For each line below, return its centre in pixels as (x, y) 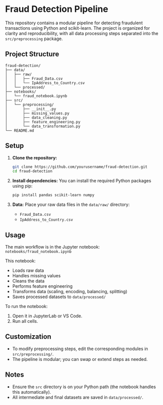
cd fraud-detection (32, 171)
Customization (28, 337)
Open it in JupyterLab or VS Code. (47, 316)
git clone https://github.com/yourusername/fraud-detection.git (80, 167)
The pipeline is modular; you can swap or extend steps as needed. (80, 359)
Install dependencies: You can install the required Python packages (82, 181)
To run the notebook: (26, 306)
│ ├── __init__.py (31, 109)
